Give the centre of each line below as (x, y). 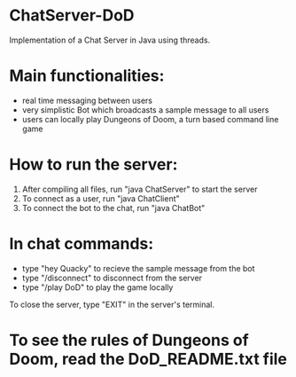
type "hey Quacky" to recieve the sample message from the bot (138, 268)
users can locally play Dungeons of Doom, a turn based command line (150, 119)
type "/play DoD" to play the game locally (97, 287)
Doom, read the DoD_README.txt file (148, 359)
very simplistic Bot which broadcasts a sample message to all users (145, 110)
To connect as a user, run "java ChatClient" (101, 198)
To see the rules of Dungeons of (129, 340)
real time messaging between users (87, 100)
